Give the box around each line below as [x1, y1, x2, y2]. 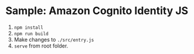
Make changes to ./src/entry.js [13, 36, 94, 43]
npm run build [13, 31, 49, 36]
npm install [13, 25, 43, 31]
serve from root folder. [13, 42, 69, 49]
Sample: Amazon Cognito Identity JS [5, 4, 189, 18]
